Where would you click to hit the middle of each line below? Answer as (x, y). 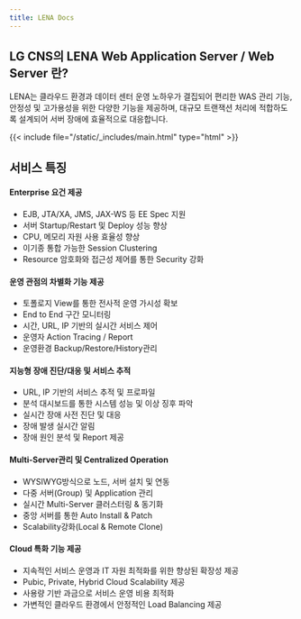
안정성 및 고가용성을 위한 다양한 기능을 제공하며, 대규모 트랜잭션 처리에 (133, 108)
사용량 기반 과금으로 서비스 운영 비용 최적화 (98, 593)
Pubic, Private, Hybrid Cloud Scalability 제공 (104, 581)
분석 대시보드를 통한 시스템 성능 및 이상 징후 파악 (108, 404)
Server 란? (39, 73)
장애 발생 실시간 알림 (59, 426)
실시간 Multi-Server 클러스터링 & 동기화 (93, 504)
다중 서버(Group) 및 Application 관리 (87, 493)
